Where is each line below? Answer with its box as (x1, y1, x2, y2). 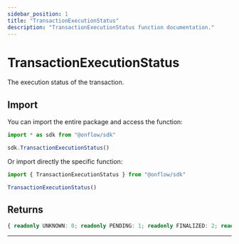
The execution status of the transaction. (7, 78, 124, 86)
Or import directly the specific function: (7, 157, 123, 166)
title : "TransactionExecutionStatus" (7, 17, 119, 24)
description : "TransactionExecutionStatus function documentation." (7, 24, 215, 31)
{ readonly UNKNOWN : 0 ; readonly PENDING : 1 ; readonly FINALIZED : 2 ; (7, 223, 218, 230)
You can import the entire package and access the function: (7, 118, 183, 126)
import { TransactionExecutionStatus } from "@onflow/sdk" (7, 171, 186, 178)
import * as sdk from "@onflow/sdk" (7, 131, 116, 139)
